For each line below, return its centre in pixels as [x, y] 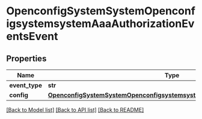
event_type [26, 85]
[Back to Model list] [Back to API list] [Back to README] [75, 110]
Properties [26, 58]
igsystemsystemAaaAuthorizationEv [100, 24]
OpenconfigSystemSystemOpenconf [101, 11]
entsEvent [32, 36]
